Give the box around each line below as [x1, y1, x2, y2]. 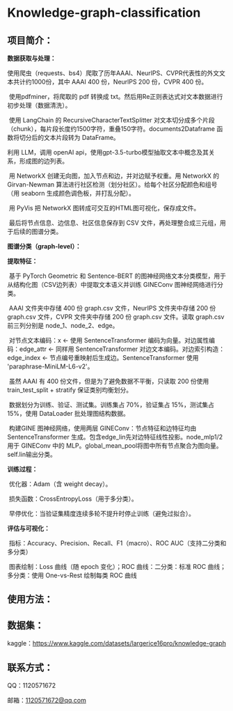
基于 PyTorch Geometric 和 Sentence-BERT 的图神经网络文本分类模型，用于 [8, 272, 226, 280]
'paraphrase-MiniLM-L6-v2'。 [7, 362, 94, 370]
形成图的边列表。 [19, 157, 68, 165]
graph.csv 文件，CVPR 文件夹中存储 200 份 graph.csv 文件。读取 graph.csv [7, 313, 225, 321]
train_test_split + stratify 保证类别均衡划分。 [7, 386, 133, 394]
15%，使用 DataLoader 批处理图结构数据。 [7, 409, 130, 417]
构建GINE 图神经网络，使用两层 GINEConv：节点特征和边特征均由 [8, 424, 197, 432]
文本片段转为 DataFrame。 [43, 134, 120, 141]
